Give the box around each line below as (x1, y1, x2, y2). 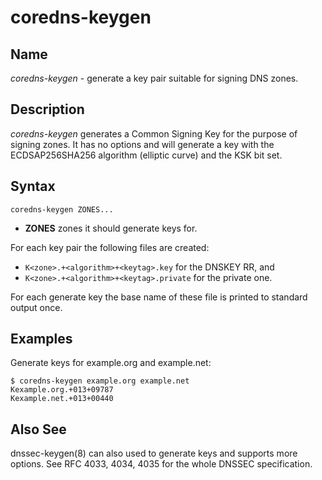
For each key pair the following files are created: (10, 241, 210, 253)
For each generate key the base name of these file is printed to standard (10, 291, 308, 303)
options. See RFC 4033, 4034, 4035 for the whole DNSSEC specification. (10, 458, 313, 470)
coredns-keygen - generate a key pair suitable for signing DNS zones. (10, 72, 299, 84)
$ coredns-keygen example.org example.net (10, 376, 190, 386)
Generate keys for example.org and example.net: (10, 357, 212, 369)
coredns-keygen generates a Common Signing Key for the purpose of (10, 127, 298, 140)
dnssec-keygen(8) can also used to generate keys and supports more (10, 447, 298, 460)
